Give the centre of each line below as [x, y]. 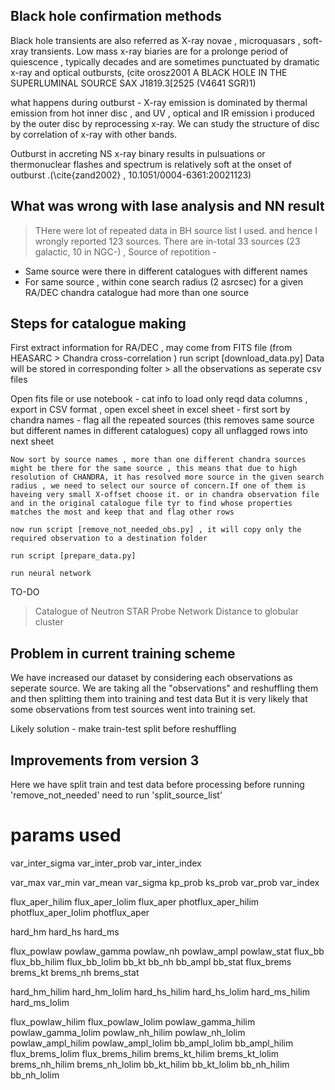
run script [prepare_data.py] [73, 556]
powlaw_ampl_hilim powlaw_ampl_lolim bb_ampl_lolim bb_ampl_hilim [152, 1043]
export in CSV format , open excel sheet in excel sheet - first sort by [150, 410]
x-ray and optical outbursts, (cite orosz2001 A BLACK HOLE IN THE [149, 72]
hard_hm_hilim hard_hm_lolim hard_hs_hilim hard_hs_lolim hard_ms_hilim [160, 992]
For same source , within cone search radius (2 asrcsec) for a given [163, 281]
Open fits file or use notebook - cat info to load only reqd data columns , [159, 399]
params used [66, 835]
